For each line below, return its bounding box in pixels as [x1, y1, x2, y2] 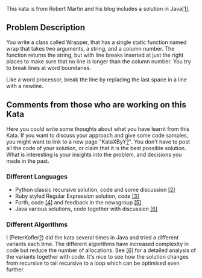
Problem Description [6, 22, 86, 33]
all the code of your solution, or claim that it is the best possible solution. [6, 144, 186, 151]
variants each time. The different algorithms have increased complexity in [6, 241, 189, 248]
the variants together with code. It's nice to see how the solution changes [6, 253, 189, 261]
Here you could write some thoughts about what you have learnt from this [6, 125, 190, 132]
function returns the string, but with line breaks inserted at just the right [6, 51, 184, 58]
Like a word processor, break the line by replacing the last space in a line [6, 75, 188, 83]
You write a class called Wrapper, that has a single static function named [6, 39, 187, 46]
